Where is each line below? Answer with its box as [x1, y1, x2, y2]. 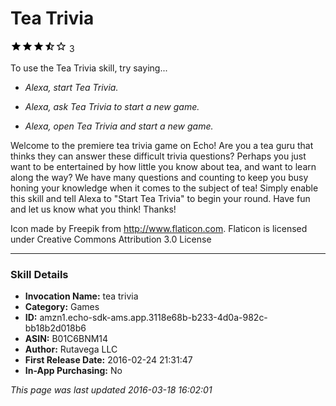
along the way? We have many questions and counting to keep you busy [10, 171, 309, 183]
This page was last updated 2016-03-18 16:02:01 [10, 384, 213, 396]
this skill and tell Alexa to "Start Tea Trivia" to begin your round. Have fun [10, 192, 311, 204]
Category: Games [24, 301, 100, 313]
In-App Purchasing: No [24, 365, 123, 377]
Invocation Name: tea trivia [24, 290, 139, 302]
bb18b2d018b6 [24, 322, 87, 334]
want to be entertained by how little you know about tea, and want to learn [10, 160, 317, 172]
